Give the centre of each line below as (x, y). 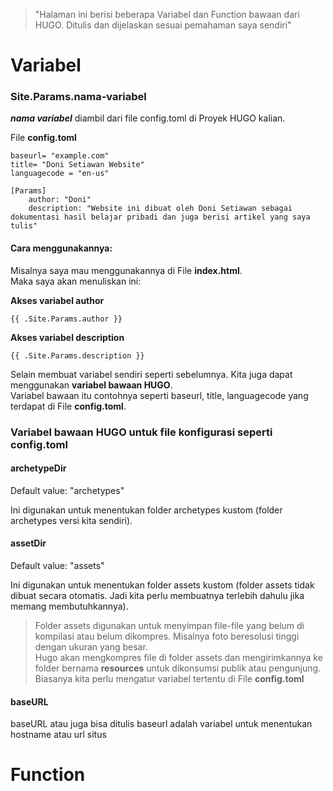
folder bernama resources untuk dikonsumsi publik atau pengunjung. (178, 668)
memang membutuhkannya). (69, 606)
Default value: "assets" (57, 566)
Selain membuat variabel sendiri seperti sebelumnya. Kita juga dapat (151, 374)
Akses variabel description (67, 337)
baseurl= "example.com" (60, 156)
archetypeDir (38, 468)
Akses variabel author (57, 300)
